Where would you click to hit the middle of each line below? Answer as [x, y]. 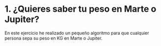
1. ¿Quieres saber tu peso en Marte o [80, 9]
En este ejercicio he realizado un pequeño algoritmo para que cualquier [77, 33]
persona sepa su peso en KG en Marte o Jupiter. [54, 38]
